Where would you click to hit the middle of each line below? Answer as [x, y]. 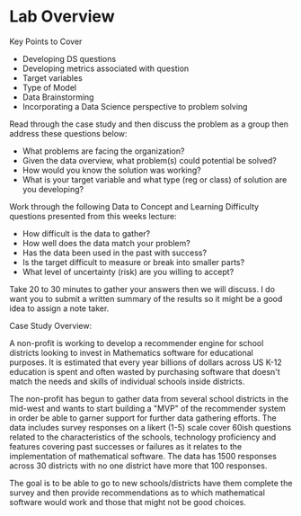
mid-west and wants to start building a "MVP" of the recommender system [147, 408]
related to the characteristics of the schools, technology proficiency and [143, 437]
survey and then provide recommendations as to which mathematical [137, 493]
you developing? [53, 189]
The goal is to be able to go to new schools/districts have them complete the [151, 483]
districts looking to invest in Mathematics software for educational [131, 352]
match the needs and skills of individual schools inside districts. [127, 381]
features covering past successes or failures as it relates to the [126, 446]
